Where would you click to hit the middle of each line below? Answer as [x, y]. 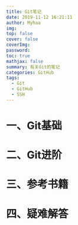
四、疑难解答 [38, 214]
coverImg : [18, 45]
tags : [13, 78]
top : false [19, 34]
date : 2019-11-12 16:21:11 [39, 17]
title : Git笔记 [24, 12]
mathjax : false [25, 61]
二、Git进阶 [34, 155]
